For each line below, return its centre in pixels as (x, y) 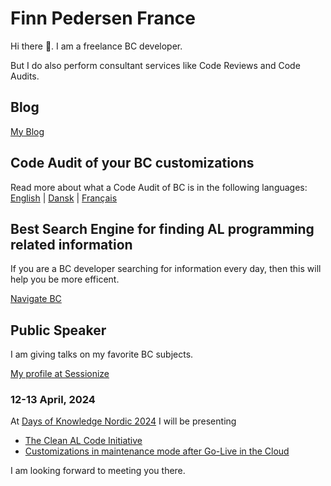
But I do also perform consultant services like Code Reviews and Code (155, 65)
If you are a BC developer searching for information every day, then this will (166, 269)
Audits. (25, 76)
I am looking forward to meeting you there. (98, 471)
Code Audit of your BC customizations (132, 163)
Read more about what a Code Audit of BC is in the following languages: (159, 187)
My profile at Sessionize (60, 374)
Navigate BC (36, 299)
